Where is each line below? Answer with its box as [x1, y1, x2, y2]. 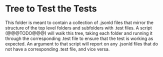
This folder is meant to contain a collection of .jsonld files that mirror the [5, 19, 154, 25]
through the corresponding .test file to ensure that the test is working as [5, 35, 153, 41]
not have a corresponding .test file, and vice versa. [5, 46, 110, 52]
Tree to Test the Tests [5, 3, 97, 14]
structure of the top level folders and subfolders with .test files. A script [5, 24, 152, 30]
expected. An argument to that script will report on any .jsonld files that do [5, 40, 158, 46]
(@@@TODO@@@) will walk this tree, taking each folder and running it [5, 30, 152, 36]
